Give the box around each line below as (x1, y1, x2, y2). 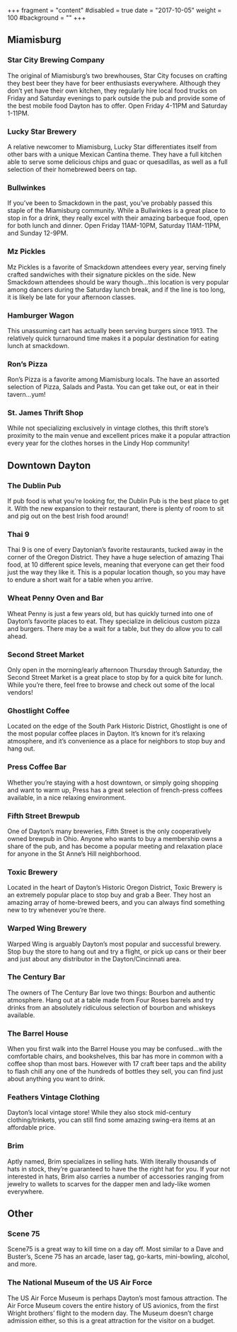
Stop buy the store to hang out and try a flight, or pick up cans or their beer (7, 947, 226, 956)
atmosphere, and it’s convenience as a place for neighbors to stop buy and (7, 737, 226, 746)
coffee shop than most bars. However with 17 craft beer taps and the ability (7, 1060, 226, 1068)
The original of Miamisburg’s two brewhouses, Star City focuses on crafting (7, 71, 228, 80)
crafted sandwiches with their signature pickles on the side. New (7, 270, 196, 279)
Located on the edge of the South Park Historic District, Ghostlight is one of (7, 722, 228, 731)
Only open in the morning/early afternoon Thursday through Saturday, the (7, 666, 223, 674)
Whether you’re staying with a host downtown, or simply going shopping (7, 778, 219, 787)
